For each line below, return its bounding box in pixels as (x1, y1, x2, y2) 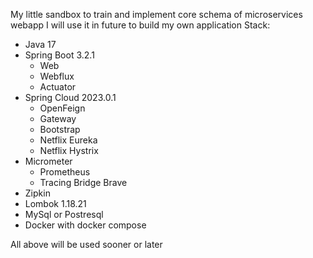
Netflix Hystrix (39, 145, 99, 156)
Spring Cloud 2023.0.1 (24, 92, 117, 103)
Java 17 (24, 39, 57, 50)
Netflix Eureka (39, 134, 98, 146)
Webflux (39, 70, 75, 82)
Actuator (39, 81, 77, 93)
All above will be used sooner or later (10, 239, 163, 250)
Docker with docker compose (24, 219, 147, 231)
